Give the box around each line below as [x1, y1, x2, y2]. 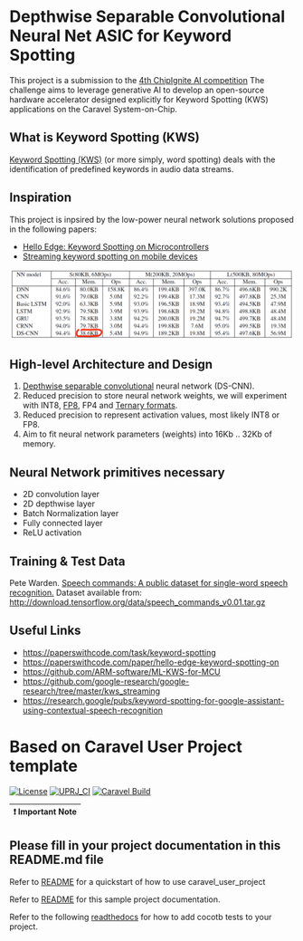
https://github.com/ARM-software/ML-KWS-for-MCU [22, 666, 222, 677]
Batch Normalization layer [22, 508, 119, 519]
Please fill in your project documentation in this [9, 838, 281, 853]
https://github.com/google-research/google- [22, 676, 190, 687]
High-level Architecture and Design [9, 356, 213, 372]
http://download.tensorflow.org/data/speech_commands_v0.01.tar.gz [9, 597, 266, 608]
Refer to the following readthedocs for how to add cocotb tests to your [9, 911, 272, 922]
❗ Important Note [13, 806, 77, 817]
